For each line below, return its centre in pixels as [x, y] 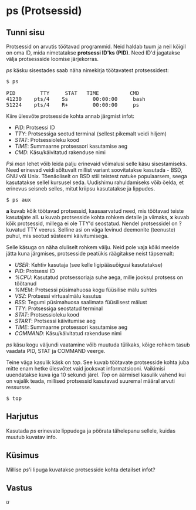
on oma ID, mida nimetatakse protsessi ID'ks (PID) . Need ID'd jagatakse [93, 53]
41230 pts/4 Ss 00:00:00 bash [76, 99]
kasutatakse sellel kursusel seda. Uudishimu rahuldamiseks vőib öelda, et [95, 182]
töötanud [26, 283]
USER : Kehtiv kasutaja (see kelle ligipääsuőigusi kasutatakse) [89, 265]
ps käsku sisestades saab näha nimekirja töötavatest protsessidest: [87, 70]
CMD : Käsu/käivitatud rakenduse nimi [60, 152]
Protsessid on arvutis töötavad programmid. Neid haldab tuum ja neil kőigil [96, 46]
